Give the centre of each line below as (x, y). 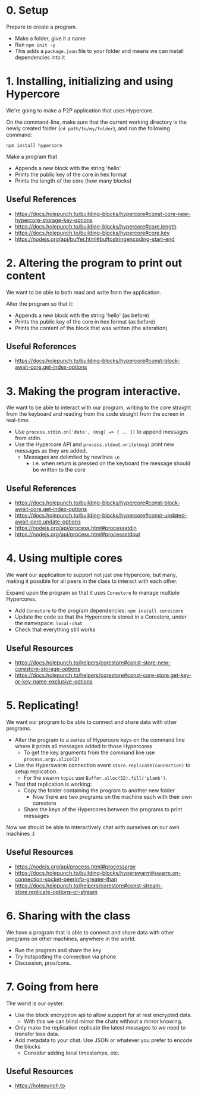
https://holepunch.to (40, 1085)
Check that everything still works (55, 630)
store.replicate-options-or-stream (56, 892)
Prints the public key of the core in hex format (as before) (85, 321)
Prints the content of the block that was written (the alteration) (91, 328)
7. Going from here (53, 986)
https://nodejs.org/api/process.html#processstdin (76, 528)
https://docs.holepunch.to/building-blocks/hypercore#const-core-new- (103, 214)
